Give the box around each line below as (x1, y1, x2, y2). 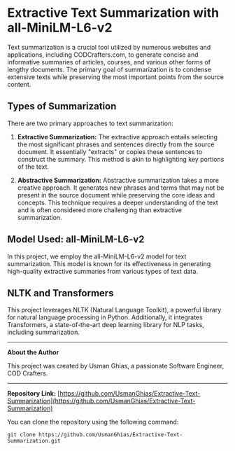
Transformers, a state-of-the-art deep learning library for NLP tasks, (7, 321, 204, 329)
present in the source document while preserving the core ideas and (17, 190, 215, 199)
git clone (7, 431, 36, 438)
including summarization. (7, 328, 80, 337)
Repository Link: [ (7, 389, 60, 398)
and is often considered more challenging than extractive (17, 205, 183, 214)
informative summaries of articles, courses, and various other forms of (7, 57, 211, 66)
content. (7, 80, 31, 88)
